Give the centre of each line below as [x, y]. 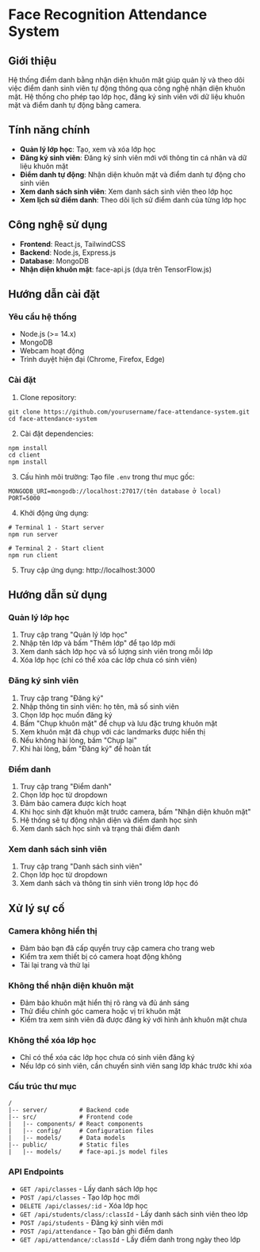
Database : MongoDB [54, 260]
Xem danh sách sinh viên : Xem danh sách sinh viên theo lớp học [126, 191]
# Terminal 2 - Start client [56, 548]
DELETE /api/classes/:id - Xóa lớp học [84, 1206]
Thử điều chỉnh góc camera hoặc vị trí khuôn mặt [100, 1011]
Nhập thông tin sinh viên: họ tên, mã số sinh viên [99, 706]
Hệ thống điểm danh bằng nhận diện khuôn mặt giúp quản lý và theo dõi [126, 80]
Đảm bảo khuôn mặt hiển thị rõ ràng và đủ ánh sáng [104, 1003]
